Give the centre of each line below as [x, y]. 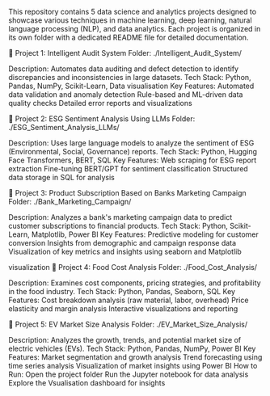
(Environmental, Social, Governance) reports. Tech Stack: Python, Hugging [133, 152]
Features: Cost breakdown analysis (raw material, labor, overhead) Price [129, 300]
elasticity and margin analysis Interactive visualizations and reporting [123, 309]
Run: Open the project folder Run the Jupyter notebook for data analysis [129, 374]
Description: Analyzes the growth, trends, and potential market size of [125, 340]
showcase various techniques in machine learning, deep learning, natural [130, 20]
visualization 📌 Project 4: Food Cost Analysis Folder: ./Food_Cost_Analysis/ [133, 267]
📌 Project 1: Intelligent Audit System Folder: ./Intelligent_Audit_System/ [125, 53]
